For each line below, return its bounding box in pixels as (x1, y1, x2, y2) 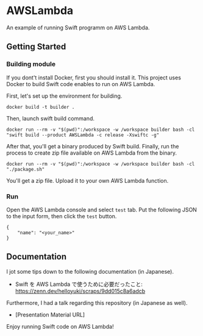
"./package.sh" (6, 166, 45, 172)
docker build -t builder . (6, 104, 75, 110)
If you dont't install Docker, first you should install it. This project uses (6, 74, 182, 81)
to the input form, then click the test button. (6, 212, 117, 220)
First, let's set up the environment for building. (6, 92, 123, 100)
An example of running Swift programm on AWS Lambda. (6, 24, 150, 31)
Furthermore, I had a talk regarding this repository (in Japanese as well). (6, 299, 188, 306)
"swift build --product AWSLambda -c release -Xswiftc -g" (6, 132, 160, 138)
